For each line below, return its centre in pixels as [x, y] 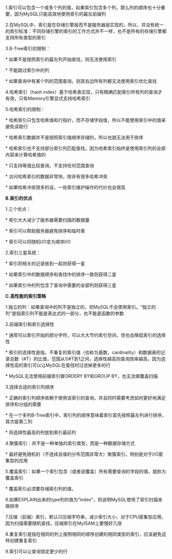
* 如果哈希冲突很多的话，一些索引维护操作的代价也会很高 [65, 187]
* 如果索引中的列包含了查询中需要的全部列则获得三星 [61, 285]
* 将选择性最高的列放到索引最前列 [41, 432]
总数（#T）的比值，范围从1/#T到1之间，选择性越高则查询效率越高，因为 [85, 359]
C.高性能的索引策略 [26, 296]
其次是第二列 [19, 422]
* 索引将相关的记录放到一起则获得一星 [45, 263]
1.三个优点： [18, 209]
